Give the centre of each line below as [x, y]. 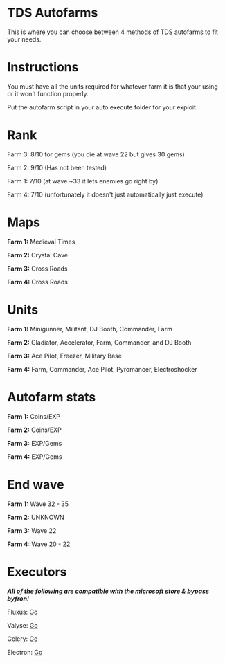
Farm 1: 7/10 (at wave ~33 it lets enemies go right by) [83, 181]
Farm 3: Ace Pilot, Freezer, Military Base [65, 356]
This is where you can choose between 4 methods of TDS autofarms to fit [112, 32]
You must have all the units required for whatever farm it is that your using [112, 86]
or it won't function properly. [48, 93]
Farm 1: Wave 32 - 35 [38, 504]
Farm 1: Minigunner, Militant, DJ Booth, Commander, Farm [90, 329]
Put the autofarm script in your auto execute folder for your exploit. [102, 107]
